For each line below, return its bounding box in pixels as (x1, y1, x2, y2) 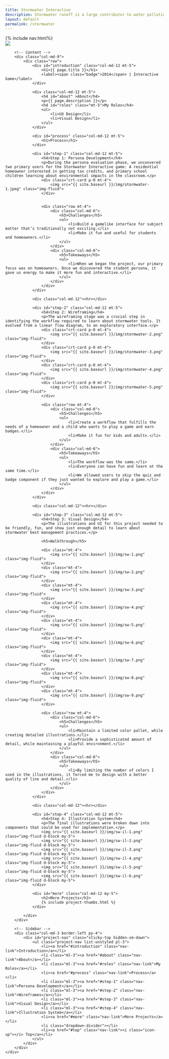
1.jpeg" (5, 187, 22, 192)
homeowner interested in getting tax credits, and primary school (5, 169, 147, 174)
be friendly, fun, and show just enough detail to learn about (5, 525, 141, 531)
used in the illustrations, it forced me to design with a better (5, 772, 147, 778)
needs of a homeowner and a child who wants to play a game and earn (5, 424, 154, 429)
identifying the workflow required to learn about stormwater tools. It (5, 319, 161, 324)
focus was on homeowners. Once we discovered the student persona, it (5, 266, 156, 271)
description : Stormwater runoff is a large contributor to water (5, 12, 145, 17)
